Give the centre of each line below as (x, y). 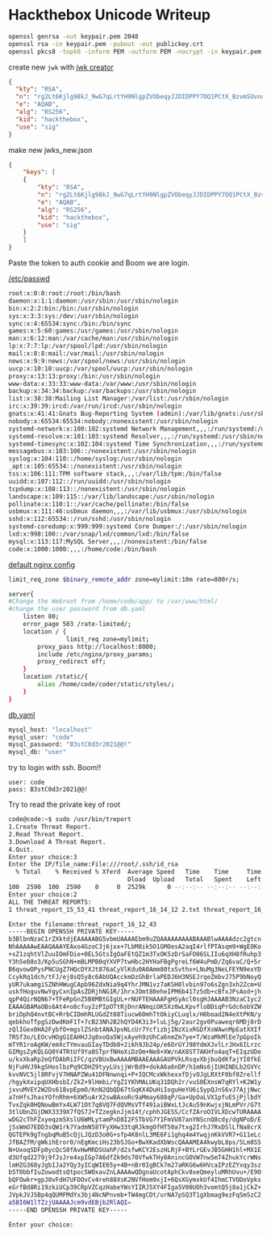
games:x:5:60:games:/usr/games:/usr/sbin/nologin (94, 331)
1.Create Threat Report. (50, 827)
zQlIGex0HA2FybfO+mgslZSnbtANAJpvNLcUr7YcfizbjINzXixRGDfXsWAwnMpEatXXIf (135, 1029)
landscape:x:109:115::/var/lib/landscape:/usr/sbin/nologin (112, 496)
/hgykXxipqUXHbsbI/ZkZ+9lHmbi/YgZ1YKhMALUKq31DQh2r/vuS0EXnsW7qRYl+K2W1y (135, 1082)
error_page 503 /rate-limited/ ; (77, 625)
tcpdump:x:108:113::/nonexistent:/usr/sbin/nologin (97, 489)
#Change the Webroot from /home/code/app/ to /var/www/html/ (113, 602)
